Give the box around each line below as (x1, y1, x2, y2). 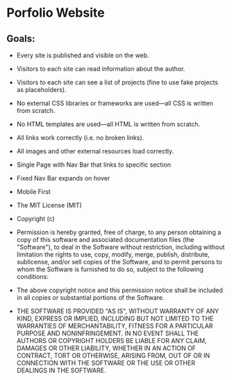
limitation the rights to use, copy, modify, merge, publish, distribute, (16, 250, 210, 259)
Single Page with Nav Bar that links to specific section (16, 160, 172, 169)
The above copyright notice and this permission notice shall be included (16, 286, 224, 294)
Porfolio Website (6, 5, 105, 21)
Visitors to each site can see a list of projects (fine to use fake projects (16, 78, 218, 86)
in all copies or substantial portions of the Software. (16, 294, 165, 301)
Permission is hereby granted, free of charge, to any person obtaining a (16, 228, 222, 236)
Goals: (6, 33, 35, 45)
